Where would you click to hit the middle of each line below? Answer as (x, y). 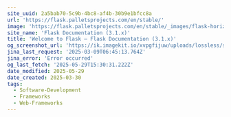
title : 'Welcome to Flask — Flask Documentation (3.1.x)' (92, 39)
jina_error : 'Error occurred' (51, 58)
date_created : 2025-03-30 (44, 77)
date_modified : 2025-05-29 (46, 71)
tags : (15, 84)
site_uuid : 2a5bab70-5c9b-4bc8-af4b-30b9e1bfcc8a (80, 13)
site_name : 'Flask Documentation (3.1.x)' (69, 33)
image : (16, 26)
